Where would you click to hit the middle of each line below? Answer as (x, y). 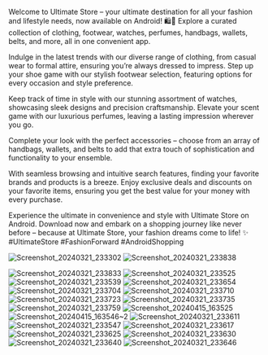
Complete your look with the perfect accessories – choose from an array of (134, 140)
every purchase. (36, 199)
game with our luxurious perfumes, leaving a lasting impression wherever (131, 116)
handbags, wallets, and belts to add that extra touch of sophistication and (132, 149)
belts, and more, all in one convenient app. (80, 41)
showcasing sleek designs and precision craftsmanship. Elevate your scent (134, 107)
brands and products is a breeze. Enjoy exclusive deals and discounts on (130, 182)
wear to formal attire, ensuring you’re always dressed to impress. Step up (131, 66)
